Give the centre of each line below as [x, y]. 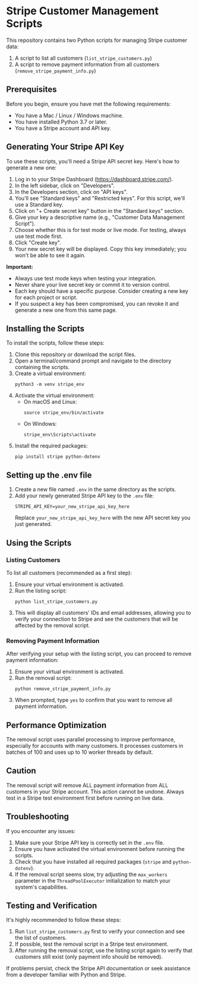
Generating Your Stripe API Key [65, 147]
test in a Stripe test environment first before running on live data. [85, 798]
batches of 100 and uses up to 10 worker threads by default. [80, 752]
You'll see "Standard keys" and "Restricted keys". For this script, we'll [100, 198]
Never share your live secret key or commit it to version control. [92, 284]
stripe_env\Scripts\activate [60, 435]
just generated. [33, 524]
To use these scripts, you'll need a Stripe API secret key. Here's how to [93, 161]
